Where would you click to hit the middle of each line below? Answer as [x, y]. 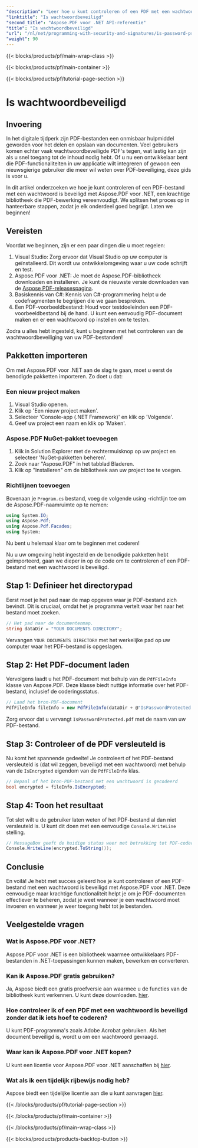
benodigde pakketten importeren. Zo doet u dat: [65, 376]
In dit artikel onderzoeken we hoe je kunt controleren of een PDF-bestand [95, 187]
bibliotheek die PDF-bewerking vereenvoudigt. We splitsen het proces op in [98, 200]
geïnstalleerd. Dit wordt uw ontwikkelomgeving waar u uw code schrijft [101, 263]
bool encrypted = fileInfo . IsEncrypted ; [57, 787]
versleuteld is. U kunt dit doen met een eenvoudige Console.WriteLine [91, 826]
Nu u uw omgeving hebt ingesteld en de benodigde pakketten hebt [88, 555]
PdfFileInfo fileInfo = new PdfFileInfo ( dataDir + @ [72, 708]
